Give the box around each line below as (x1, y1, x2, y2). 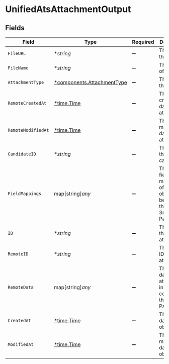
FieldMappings (8, 191, 42, 197)
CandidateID (8, 151, 37, 157)
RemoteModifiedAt (8, 127, 49, 133)
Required (132, 39, 154, 45)
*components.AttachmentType (53, 79, 127, 86)
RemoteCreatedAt (8, 101, 47, 106)
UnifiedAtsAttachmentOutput (5, 4, 131, 15)
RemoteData (8, 285, 34, 290)
